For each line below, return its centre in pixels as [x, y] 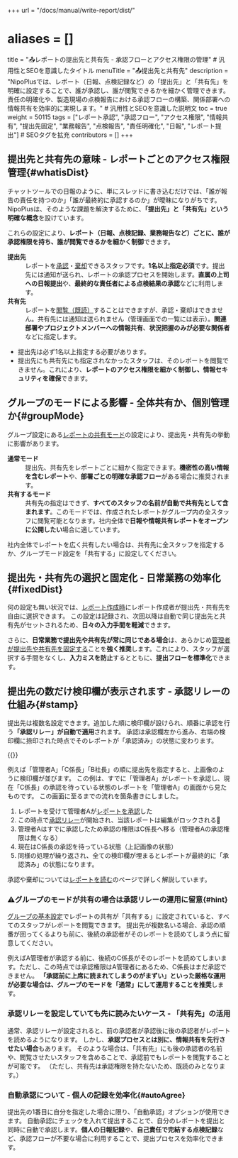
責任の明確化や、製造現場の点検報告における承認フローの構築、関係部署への [119, 99]
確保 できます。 [70, 378]
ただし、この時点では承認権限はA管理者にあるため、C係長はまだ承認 [120, 967]
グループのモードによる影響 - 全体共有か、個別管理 [118, 403]
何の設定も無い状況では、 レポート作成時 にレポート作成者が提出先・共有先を [119, 607]
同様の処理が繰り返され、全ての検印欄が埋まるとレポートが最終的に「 [120, 856]
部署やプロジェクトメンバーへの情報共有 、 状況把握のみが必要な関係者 [127, 327]
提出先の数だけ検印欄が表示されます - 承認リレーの [119, 691]
